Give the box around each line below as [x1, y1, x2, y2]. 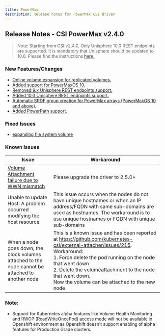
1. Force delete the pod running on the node [53, 254, 155, 261]
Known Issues [5, 143, 40, 150]
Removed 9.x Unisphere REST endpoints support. [12, 87, 113, 93]
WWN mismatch [7, 183, 45, 190]
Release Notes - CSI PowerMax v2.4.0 [5, 30, 124, 38]
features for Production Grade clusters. [12, 326, 92, 332]
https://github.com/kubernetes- [58, 236, 133, 243]
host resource [7, 219, 40, 226]
